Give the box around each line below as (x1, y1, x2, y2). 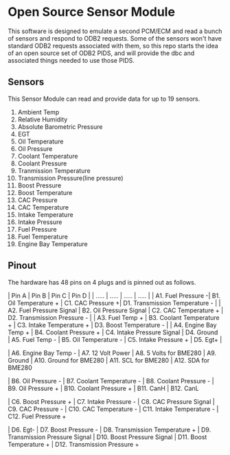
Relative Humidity (17, 115, 68, 123)
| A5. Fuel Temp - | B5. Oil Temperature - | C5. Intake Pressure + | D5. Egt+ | (8, 335, 222, 343)
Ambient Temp (17, 108, 60, 116)
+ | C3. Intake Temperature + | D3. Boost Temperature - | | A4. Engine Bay (8, 321, 217, 329)
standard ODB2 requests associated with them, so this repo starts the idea (8, 41, 218, 50)
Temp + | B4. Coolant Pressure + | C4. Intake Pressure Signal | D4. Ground (8, 328, 218, 336)
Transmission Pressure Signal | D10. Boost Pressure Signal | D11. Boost (8, 432, 207, 441)
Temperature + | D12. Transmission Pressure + (8, 440, 139, 448)
